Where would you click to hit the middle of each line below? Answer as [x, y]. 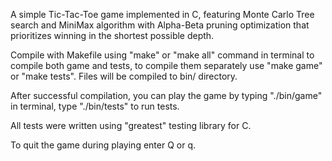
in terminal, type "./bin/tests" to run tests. [95, 106]
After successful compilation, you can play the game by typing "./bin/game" [166, 95]
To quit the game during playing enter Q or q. [103, 145]
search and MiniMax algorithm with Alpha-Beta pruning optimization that [160, 25]
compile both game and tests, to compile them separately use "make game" [166, 65]
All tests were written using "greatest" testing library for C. [131, 125]
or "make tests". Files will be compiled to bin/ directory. [124, 76]
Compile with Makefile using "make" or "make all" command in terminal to [162, 55]
